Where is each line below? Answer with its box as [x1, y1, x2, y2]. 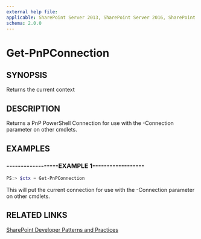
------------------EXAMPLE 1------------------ [6, 161, 145, 170]
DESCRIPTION [6, 103, 60, 113]
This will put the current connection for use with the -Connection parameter [6, 186, 195, 193]
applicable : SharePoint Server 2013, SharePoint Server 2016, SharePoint [6, 14, 196, 21]
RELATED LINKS [6, 210, 68, 220]
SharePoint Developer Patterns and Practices [6, 226, 119, 233]
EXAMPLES [6, 143, 50, 154]
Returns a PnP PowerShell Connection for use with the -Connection [6, 119, 174, 127]
